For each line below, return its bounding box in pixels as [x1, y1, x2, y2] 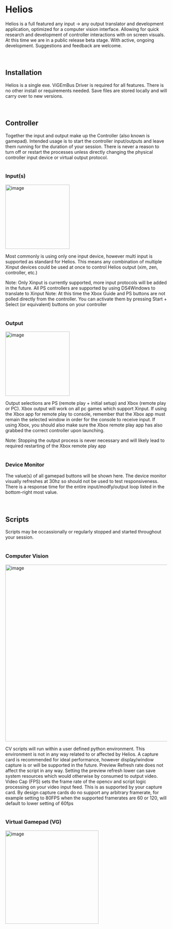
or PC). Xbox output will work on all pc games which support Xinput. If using [5, 405, 167, 412]
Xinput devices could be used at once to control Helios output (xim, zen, [5, 264, 158, 270]
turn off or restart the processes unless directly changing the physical [5, 149, 153, 155]
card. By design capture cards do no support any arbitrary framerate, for [5, 789, 159, 795]
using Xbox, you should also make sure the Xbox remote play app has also [5, 422, 163, 428]
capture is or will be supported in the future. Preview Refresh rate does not [5, 762, 163, 768]
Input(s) [5, 172, 26, 180]
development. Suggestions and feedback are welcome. [5, 42, 122, 48]
